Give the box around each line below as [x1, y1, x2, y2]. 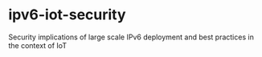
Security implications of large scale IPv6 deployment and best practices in [8, 32, 255, 42]
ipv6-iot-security [8, 6, 126, 24]
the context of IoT [8, 40, 67, 50]
